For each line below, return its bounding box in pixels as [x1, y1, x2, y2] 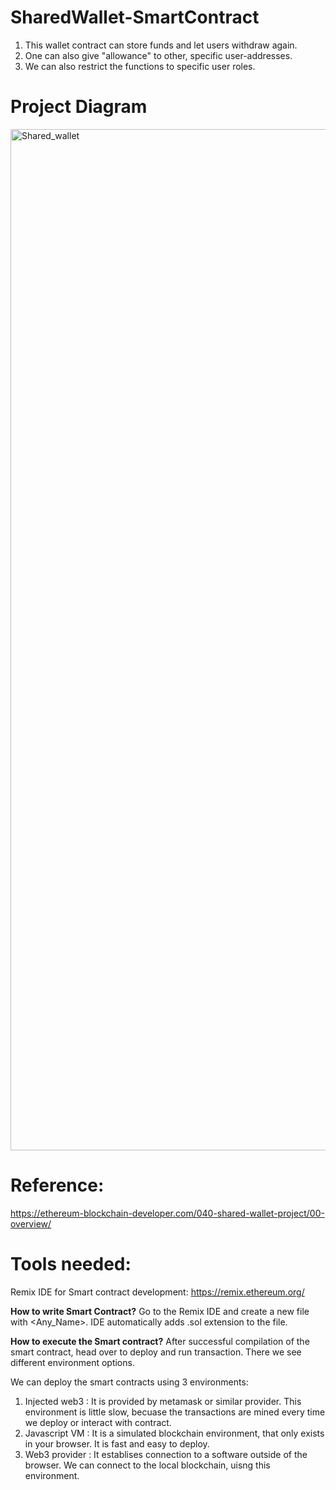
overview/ [10, 1217, 52, 1230]
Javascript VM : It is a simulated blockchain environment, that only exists [24, 1427, 325, 1439]
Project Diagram [10, 96, 148, 118]
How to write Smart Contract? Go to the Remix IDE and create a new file [10, 1305, 310, 1317]
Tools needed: [10, 1253, 132, 1275]
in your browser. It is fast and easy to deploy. [24, 1437, 210, 1450]
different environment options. [10, 1356, 135, 1368]
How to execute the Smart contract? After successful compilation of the [10, 1335, 310, 1347]
